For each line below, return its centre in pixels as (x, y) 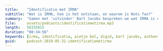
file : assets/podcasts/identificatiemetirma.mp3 (59, 23)
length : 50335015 (25, 28)
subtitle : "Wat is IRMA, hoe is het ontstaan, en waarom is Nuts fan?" (79, 14)
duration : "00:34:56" (27, 32)
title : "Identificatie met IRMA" (42, 9)
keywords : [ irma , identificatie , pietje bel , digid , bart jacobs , (73, 37)
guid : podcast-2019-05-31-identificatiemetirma (58, 41)
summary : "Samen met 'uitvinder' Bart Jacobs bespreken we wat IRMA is (80, 18)
